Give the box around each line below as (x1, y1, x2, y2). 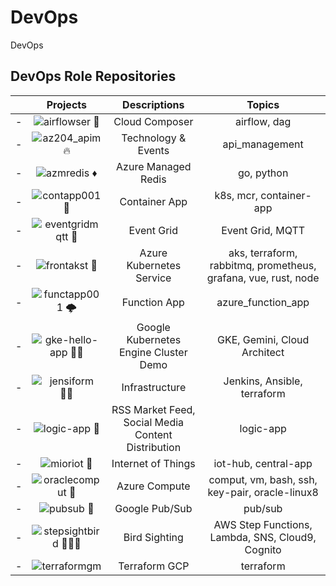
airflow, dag (234, 114, 292, 128)
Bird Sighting (123, 530, 184, 544)
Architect (241, 345, 285, 359)
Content (134, 427, 173, 441)
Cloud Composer (113, 114, 194, 128)
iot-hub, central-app (213, 456, 313, 470)
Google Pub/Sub (114, 501, 193, 515)
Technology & (121, 131, 187, 145)
